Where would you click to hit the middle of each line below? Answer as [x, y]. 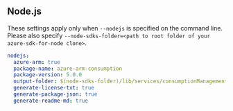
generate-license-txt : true [54, 88]
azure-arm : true [37, 62]
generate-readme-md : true [51, 101]
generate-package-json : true [55, 94]
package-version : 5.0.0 [48, 75]
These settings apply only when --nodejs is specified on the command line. [115, 28]
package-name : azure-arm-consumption [68, 69]
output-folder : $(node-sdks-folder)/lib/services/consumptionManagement [121, 82]
